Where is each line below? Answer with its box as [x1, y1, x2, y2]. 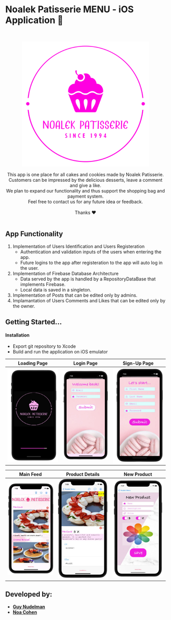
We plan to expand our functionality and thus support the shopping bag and [6, 187, 165, 194]
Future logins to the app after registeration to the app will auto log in [20, 259, 163, 266]
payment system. [67, 193, 104, 199]
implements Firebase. [20, 281, 66, 287]
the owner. [12, 303, 36, 309]
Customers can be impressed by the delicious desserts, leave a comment [8, 177, 163, 183]
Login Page [73, 360, 98, 366]
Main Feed [19, 471, 42, 477]
